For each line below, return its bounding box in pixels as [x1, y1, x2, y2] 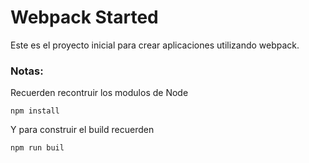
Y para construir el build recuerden [10, 124, 155, 136]
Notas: [10, 64, 44, 78]
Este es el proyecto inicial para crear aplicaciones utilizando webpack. [10, 39, 300, 51]
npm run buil [10, 143, 65, 153]
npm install [10, 106, 60, 116]
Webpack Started [10, 6, 159, 29]
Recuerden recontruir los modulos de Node [10, 87, 189, 99]
